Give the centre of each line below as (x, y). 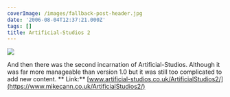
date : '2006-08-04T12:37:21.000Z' (57, 20)
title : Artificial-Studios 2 (49, 32)
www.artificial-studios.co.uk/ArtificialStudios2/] (156, 79)
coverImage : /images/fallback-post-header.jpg (75, 13)
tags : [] (20, 26)
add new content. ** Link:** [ (48, 79)
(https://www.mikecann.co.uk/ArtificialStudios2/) (76, 87)
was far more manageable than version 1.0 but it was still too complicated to (115, 72)
